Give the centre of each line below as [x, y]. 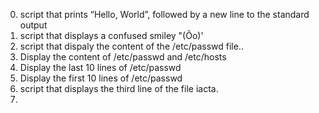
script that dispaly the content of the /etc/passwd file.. [131, 46]
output [33, 25]
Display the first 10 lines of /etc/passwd [101, 78]
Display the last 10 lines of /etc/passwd [100, 67]
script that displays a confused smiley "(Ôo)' [111, 35]
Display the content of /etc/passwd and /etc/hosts [123, 57]
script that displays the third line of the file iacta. [119, 88]
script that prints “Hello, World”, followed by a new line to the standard [164, 14]
